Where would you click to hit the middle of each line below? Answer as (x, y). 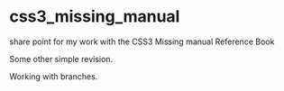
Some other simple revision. (61, 59)
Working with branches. (54, 76)
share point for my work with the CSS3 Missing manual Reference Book (142, 41)
